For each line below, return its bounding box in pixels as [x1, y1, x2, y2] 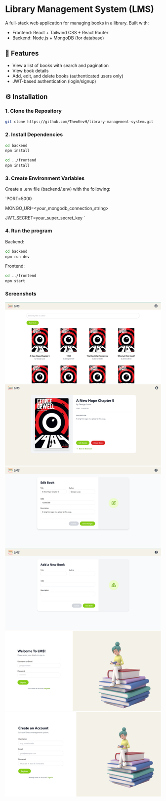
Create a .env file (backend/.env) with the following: [5, 186, 111, 192]
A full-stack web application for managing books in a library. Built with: [5, 20, 149, 26]
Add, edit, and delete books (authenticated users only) [12, 73, 124, 79]
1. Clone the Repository [5, 108, 62, 115]
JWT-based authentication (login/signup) [12, 78, 96, 84]
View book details [12, 68, 49, 73]
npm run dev [5, 254, 30, 259]
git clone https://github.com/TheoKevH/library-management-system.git [5, 119, 154, 125]
